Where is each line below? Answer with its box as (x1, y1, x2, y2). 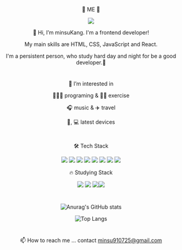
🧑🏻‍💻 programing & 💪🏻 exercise (52, 92, 130, 100)
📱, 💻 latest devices (67, 118, 115, 126)
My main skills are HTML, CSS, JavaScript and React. (24, 41, 158, 48)
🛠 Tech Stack (73, 143, 109, 150)
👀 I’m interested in (68, 80, 114, 87)
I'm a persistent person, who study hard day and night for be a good (5, 52, 177, 59)
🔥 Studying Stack (69, 169, 113, 176)
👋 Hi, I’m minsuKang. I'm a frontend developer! (32, 29, 150, 36)
